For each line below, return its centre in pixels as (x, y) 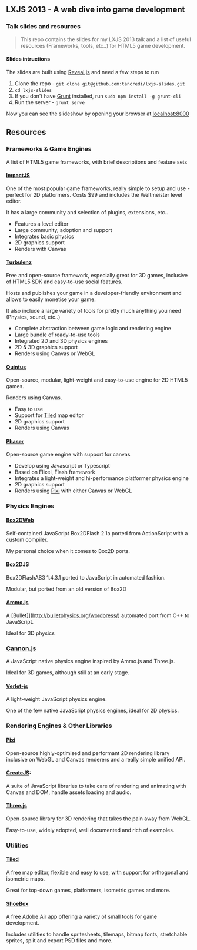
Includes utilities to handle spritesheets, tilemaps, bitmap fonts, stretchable (97, 934)
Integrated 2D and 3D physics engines (61, 340)
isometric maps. (26, 879)
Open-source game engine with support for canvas (68, 454)
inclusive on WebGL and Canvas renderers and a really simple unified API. (96, 759)
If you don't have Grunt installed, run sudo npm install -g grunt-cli (98, 96)
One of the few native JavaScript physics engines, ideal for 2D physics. (93, 711)
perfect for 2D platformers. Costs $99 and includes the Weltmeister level (94, 194)
